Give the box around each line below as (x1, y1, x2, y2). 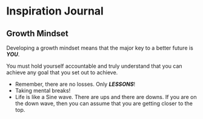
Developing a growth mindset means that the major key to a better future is (6, 44, 194, 51)
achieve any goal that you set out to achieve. (6, 69, 118, 76)
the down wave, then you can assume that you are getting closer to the (15, 100, 193, 107)
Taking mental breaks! (15, 87, 71, 94)
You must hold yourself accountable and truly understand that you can (6, 62, 183, 69)
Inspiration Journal (6, 4, 104, 18)
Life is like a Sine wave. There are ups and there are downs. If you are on (15, 94, 197, 100)
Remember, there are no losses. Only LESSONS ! (15, 80, 136, 88)
